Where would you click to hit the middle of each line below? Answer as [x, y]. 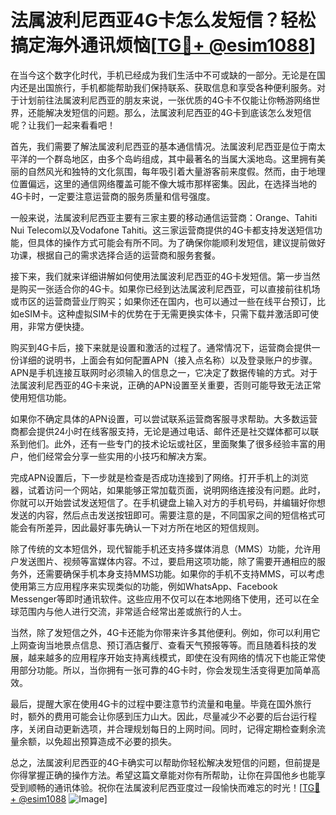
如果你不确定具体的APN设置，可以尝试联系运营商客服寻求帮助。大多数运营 [164, 418]
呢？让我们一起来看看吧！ [63, 125]
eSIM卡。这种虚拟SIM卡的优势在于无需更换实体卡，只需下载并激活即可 [164, 313]
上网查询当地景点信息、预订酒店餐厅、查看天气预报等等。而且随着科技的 [159, 645]
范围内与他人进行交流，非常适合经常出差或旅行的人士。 [132, 611]
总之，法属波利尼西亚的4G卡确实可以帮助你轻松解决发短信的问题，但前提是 [165, 762]
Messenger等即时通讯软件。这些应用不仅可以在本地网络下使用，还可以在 [161, 598]
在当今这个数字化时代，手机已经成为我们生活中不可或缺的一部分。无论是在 [163, 75]
